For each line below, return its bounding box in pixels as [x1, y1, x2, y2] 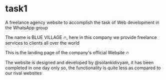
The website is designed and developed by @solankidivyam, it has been [5, 59, 154, 65]
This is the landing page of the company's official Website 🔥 [5, 49, 129, 55]
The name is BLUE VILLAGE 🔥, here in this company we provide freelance [5, 34, 157, 40]
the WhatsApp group [5, 24, 48, 30]
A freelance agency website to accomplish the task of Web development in [5, 19, 159, 25]
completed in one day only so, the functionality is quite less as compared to [5, 65, 161, 71]
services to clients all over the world [5, 40, 80, 46]
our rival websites [5, 70, 42, 76]
